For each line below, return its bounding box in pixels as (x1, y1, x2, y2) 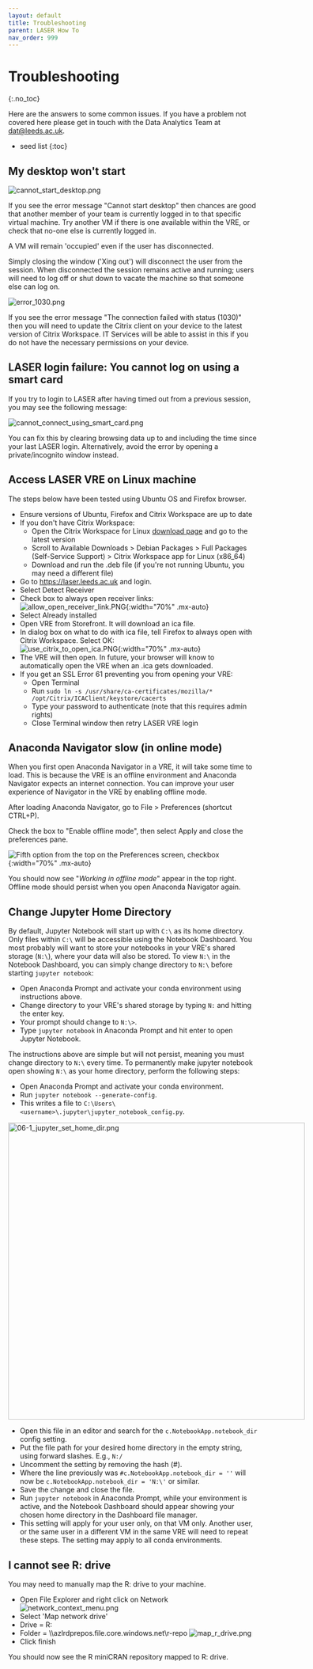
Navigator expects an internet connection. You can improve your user (8, 779, 235, 789)
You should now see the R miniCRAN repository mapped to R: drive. (8, 1652, 229, 1662)
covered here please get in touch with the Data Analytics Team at (8, 118, 221, 127)
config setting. (19, 1435, 67, 1444)
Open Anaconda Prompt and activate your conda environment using (19, 983, 242, 994)
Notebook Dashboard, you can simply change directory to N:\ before (8, 960, 233, 970)
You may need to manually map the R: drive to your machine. (8, 1580, 206, 1589)
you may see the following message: (8, 402, 128, 412)
